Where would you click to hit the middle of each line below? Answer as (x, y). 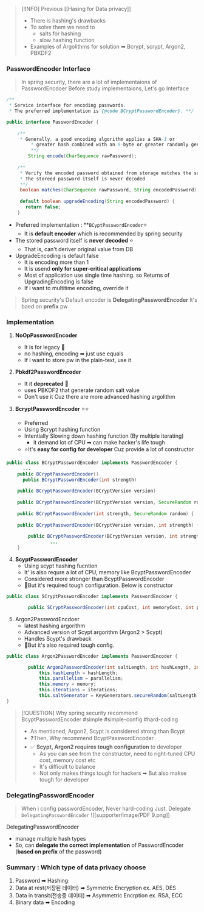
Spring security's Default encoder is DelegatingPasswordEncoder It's (109, 300)
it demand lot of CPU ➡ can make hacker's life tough (99, 443)
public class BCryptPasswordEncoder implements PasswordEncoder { (92, 463)
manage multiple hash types (50, 839)
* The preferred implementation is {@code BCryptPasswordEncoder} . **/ (101, 111)
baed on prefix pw (44, 306)
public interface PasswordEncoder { (53, 122)
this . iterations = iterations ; (78, 690)
